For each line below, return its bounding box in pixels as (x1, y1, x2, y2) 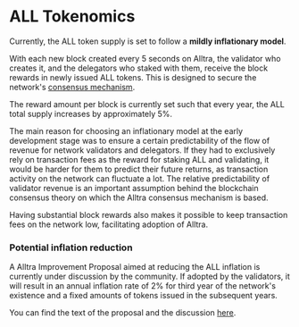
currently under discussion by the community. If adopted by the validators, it (9, 271, 290, 282)
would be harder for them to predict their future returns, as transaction (9, 163, 269, 174)
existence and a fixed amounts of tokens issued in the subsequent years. (9, 290, 278, 301)
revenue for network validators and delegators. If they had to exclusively (9, 145, 276, 155)
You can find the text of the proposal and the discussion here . (9, 307, 237, 318)
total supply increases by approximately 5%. (9, 108, 172, 119)
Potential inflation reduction (9, 241, 133, 254)
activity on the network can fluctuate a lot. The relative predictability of (9, 172, 270, 184)
